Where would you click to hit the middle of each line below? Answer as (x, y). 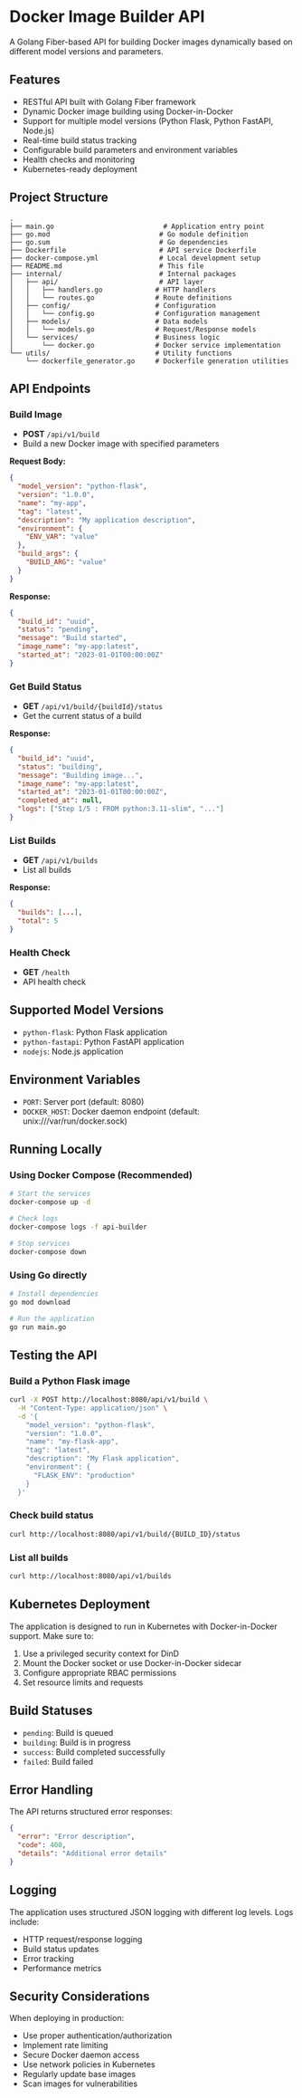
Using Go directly (48, 1275)
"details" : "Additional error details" (93, 1854)
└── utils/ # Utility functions (121, 353)
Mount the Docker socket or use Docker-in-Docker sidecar (132, 1662)
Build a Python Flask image (70, 1381)
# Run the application (52, 1318)
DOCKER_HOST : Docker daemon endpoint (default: (111, 1111)
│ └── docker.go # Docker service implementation (145, 345)
